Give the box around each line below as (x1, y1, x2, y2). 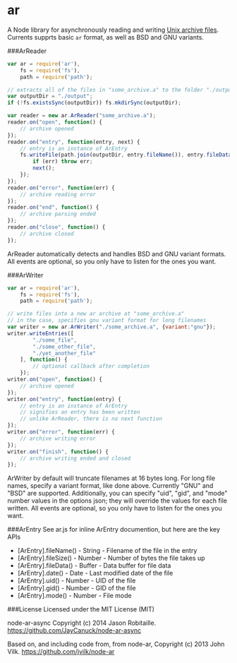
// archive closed (20, 230, 74, 237)
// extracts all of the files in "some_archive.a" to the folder (7, 86, 203, 93)
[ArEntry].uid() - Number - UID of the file (17, 576, 136, 585)
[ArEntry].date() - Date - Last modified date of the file (17, 569, 174, 578)
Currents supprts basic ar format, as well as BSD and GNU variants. (7, 32, 205, 41)
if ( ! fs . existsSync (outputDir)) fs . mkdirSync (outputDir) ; (7, 100, 181, 107)
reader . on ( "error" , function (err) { (7, 184, 115, 191)
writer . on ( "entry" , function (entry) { (7, 395, 121, 402)
